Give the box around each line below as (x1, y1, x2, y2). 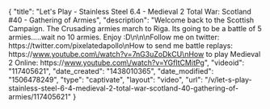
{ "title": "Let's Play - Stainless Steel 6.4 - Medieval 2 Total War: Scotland (8, 7, 252, 16)
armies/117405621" (8, 92, 71, 101)
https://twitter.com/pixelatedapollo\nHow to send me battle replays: (8, 41, 233, 50)
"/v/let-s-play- (205, 75, 252, 84)
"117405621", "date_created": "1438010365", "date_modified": (8, 67, 214, 75)
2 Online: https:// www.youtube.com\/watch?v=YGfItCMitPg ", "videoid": (8, 58, 245, 67)
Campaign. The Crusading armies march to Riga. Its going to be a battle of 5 (8, 24, 262, 33)
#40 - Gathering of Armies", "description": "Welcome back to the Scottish (8, 15, 255, 25)
